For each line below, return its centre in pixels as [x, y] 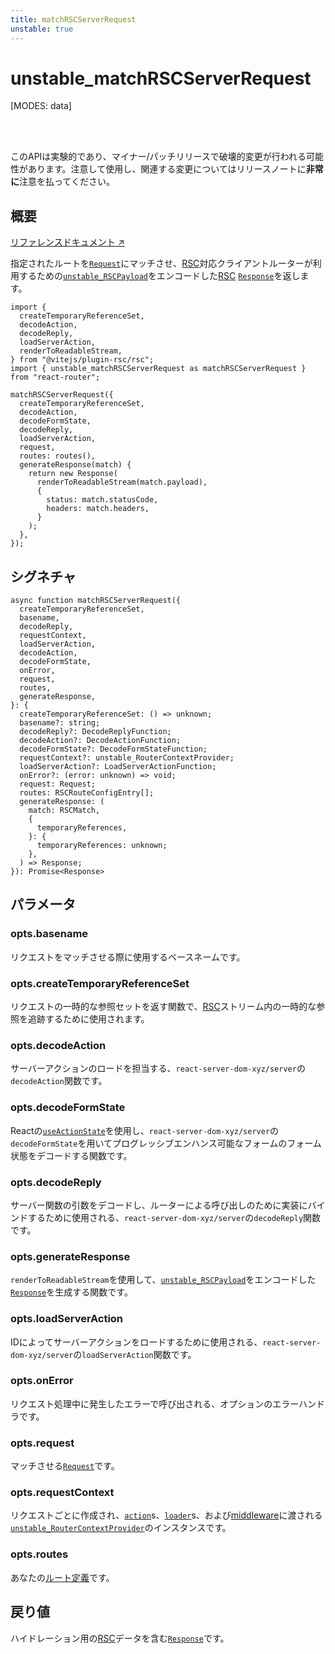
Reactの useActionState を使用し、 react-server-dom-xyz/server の [145, 1130]
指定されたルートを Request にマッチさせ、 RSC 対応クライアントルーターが [161, 263]
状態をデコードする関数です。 [71, 1155]
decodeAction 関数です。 [59, 1081]
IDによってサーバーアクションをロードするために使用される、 [136, 1342]
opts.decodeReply [56, 1182]
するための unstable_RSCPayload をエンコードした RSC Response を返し [159, 276]
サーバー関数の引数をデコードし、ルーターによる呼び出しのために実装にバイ [168, 1205]
